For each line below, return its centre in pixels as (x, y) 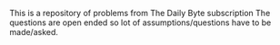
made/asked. (34, 32)
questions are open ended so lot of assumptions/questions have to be (140, 22)
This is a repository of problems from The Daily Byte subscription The (140, 13)
